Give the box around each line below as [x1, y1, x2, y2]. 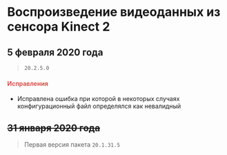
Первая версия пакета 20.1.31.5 [23, 140, 121, 149]
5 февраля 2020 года [7, 46, 103, 58]
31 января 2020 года [7, 122, 101, 134]
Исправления [7, 79, 48, 87]
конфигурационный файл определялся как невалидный [17, 102, 181, 111]
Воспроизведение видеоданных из [7, 4, 221, 20]
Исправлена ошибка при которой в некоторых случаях [17, 95, 180, 103]
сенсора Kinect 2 [7, 19, 110, 35]
